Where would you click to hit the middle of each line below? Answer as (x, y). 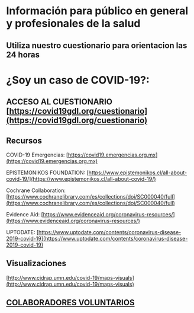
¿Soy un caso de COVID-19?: (78, 80)
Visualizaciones (36, 264)
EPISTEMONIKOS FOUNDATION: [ (47, 173)
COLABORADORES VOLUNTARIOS (70, 303)
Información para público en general (97, 11)
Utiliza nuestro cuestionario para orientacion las (97, 45)
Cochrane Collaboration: (36, 190)
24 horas (23, 55)
